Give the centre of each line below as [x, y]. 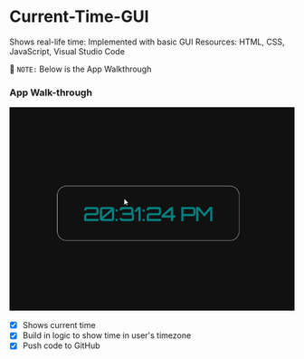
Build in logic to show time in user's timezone [107, 335]
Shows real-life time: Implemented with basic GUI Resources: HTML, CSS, [147, 42]
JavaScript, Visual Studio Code [67, 51]
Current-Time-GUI [79, 17]
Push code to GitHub [62, 345]
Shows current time [59, 325]
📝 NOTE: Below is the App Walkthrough [81, 69]
